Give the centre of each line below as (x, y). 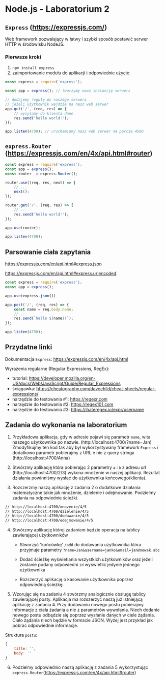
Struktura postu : (21, 635)
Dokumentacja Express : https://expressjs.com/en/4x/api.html (67, 359)
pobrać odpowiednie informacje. (45, 625)
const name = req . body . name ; (44, 309)
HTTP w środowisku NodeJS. (35, 44)
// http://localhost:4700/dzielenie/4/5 (47, 511)
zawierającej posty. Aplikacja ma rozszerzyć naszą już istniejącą (77, 599)
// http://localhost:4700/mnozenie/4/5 (46, 507)
